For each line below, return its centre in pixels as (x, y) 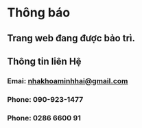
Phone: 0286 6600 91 (44, 118)
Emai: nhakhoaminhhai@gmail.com (68, 81)
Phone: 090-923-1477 (45, 99)
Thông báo (39, 13)
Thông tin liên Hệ (44, 61)
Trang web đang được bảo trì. (71, 38)
